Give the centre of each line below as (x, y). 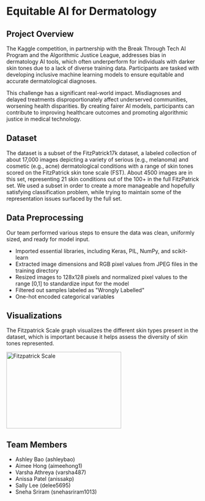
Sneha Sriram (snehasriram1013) (56, 492)
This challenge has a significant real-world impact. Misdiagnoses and (94, 93)
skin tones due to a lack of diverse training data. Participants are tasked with (103, 68)
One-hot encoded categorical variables (65, 296)
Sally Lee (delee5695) (43, 486)
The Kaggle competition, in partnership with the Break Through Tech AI (96, 48)
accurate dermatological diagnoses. (52, 81)
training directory (37, 270)
